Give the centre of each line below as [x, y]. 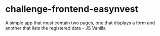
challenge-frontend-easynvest [72, 9]
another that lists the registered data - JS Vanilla [56, 28]
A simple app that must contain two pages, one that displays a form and [80, 23]
